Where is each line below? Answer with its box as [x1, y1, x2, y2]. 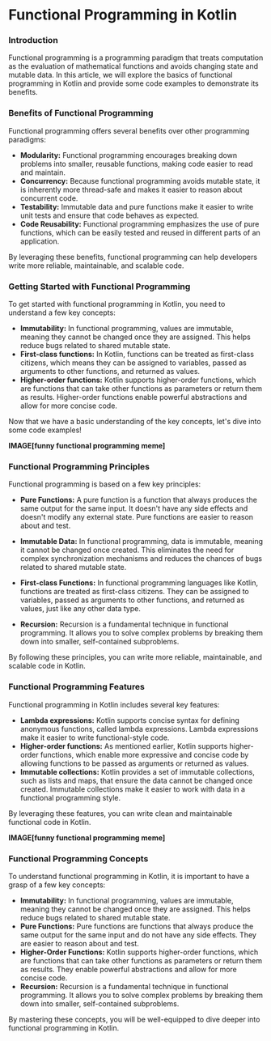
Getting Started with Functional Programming [8, 281, 191, 292]
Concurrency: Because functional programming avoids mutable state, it [19, 176, 260, 185]
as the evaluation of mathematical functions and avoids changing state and [8, 62, 259, 71]
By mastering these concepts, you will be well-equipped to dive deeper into [8, 1014, 260, 1024]
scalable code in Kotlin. [8, 661, 87, 671]
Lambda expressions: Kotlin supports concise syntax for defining [19, 715, 240, 725]
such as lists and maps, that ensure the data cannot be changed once [19, 775, 253, 785]
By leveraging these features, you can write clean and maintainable [8, 808, 233, 818]
